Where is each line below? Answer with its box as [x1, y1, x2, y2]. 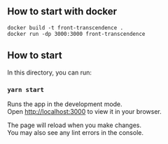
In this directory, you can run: [7, 68, 92, 77]
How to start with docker [7, 6, 118, 18]
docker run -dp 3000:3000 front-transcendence [7, 30, 146, 37]
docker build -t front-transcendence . [7, 24, 124, 31]
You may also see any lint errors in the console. [7, 128, 143, 136]
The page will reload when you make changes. [7, 121, 142, 129]
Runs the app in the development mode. [7, 100, 122, 108]
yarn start [7, 86, 44, 93]
